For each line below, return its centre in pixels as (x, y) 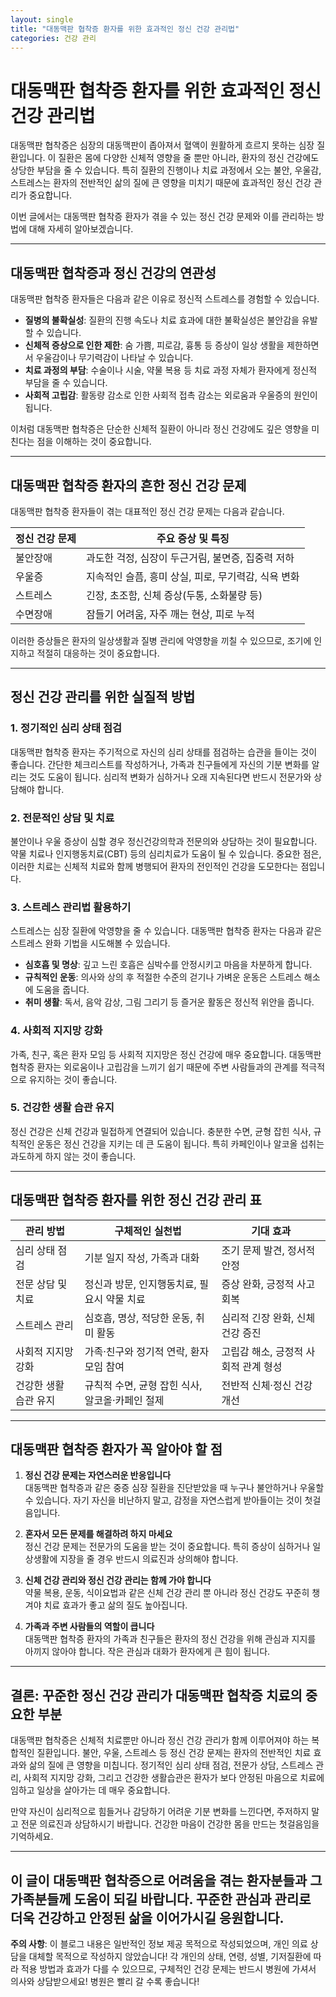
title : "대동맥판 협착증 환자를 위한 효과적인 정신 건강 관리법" (125, 29)
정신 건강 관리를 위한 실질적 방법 (103, 697)
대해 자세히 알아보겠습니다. (81, 229)
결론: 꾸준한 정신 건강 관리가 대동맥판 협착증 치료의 (156, 1695)
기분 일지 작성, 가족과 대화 (142, 1258)
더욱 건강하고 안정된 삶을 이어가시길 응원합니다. (147, 1917)
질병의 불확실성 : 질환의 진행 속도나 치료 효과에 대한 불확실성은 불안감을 (162, 320)
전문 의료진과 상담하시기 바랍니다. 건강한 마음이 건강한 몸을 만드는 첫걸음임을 (170, 1824)
